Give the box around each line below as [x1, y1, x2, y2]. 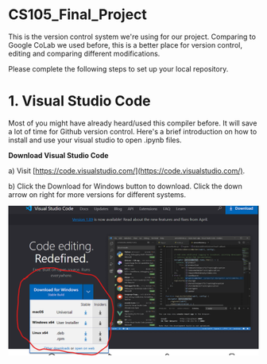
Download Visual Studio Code [8, 150, 109, 160]
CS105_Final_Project [8, 6, 147, 24]
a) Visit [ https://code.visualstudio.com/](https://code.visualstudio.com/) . [8, 165, 246, 176]
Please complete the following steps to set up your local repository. [8, 64, 229, 73]
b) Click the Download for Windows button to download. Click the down [8, 181, 242, 191]
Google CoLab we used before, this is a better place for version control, [8, 40, 242, 49]
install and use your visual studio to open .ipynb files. [8, 135, 182, 145]
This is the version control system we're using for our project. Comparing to [8, 32, 257, 41]
